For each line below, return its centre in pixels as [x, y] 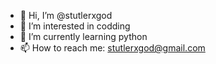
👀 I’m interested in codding [75, 26]
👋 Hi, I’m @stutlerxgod [66, 15]
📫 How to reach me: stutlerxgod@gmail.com [112, 48]
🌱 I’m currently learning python [83, 36]
